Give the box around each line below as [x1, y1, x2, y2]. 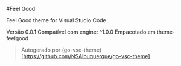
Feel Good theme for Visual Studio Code [6, 17, 107, 23]
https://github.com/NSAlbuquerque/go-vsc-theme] [23, 53, 150, 59]
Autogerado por [21, 46, 61, 53]
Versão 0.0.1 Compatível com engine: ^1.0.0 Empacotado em [6, 28, 156, 35]
